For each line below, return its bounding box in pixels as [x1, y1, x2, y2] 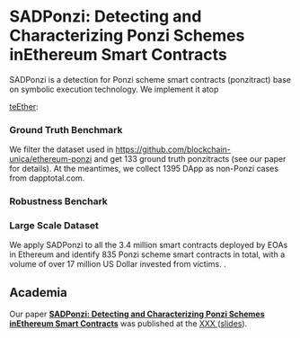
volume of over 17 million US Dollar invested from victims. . [9, 259, 226, 270]
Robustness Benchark [9, 195, 108, 208]
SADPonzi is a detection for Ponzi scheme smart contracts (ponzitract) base [9, 74, 292, 84]
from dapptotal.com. [9, 173, 85, 183]
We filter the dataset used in [9, 144, 114, 155]
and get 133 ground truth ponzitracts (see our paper [93, 154, 287, 165]
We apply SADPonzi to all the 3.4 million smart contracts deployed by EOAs [9, 240, 288, 251]
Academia [9, 285, 67, 300]
